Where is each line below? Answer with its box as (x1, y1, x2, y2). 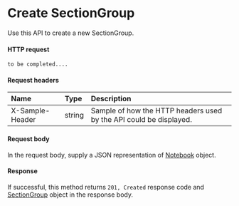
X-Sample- (11, 105, 51, 115)
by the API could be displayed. (90, 115, 192, 125)
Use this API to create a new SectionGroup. (7, 29, 134, 37)
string (64, 110, 84, 120)
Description (90, 94, 132, 104)
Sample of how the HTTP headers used (90, 105, 223, 115)
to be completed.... (7, 61, 69, 68)
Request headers (7, 76, 59, 84)
